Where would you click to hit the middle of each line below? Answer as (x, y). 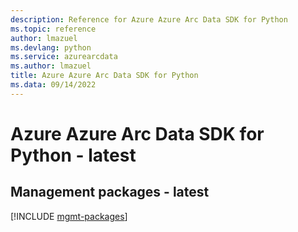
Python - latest (73, 155)
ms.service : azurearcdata (64, 57)
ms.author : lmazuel (51, 66)
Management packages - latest (110, 192)
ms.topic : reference (53, 29)
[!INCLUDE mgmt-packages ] (69, 216)
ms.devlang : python (51, 47)
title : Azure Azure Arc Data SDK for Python (104, 76)
